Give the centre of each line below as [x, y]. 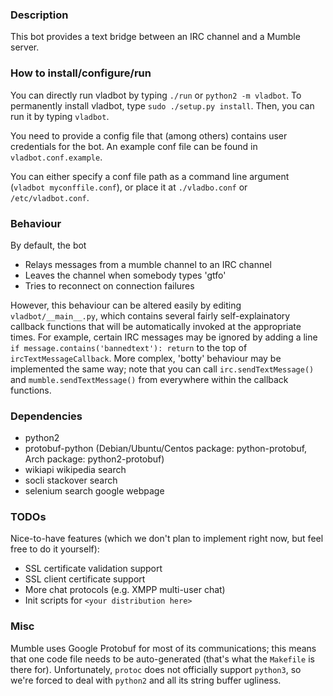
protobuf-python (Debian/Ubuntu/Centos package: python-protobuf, [166, 449]
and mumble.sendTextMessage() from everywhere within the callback [149, 379]
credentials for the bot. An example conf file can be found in [134, 146]
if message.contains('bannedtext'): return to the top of [129, 347]
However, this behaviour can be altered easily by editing [126, 305]
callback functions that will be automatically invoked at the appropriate [156, 326]
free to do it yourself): [55, 549]
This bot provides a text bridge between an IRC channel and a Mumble [155, 37]
